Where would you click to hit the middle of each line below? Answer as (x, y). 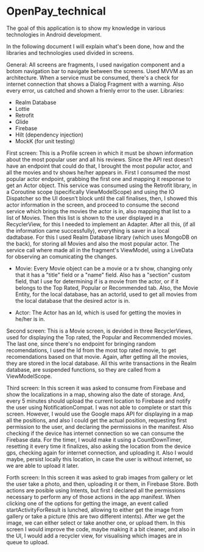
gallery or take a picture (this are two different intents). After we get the (96, 516)
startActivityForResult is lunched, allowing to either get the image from (95, 509)
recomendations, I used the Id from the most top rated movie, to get (91, 350)
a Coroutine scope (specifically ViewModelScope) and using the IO (90, 192)
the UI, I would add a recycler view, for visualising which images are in (94, 536)
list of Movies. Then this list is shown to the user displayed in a (85, 218)
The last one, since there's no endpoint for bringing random (81, 344)
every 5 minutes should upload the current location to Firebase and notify (98, 401)
